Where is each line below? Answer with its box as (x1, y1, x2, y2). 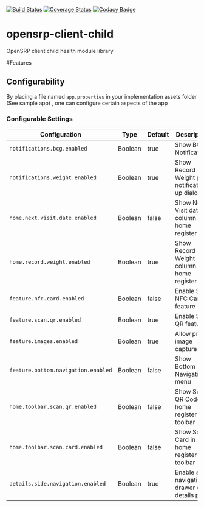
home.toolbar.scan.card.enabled (9, 444, 103, 451)
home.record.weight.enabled (9, 259, 90, 266)
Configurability (6, 77, 65, 87)
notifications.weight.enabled (9, 174, 97, 181)
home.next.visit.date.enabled (9, 214, 97, 222)
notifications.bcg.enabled (9, 145, 87, 152)
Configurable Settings (6, 115, 73, 123)
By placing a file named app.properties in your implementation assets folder (6, 93, 197, 100)
